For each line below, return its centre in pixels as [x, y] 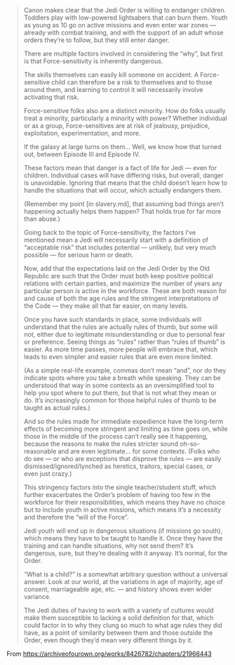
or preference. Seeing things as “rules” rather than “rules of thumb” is [125, 342]
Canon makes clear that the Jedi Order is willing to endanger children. [125, 10]
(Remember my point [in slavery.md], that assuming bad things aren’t [123, 204]
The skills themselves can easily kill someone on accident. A [111, 75]
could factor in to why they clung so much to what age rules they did [123, 625]
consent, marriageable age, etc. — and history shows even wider [118, 589]
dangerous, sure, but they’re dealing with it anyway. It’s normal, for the [126, 553]
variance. [37, 596]
